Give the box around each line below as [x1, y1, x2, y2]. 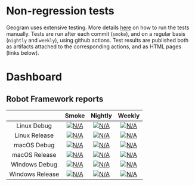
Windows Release [9, 170, 60, 178]
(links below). [6, 49, 40, 56]
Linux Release [14, 131, 54, 139]
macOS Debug [14, 141, 55, 149]
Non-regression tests [6, 4, 114, 18]
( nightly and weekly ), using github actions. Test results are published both [6, 36, 189, 44]
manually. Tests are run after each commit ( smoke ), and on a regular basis [6, 30, 186, 37]
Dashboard [6, 70, 63, 84]
